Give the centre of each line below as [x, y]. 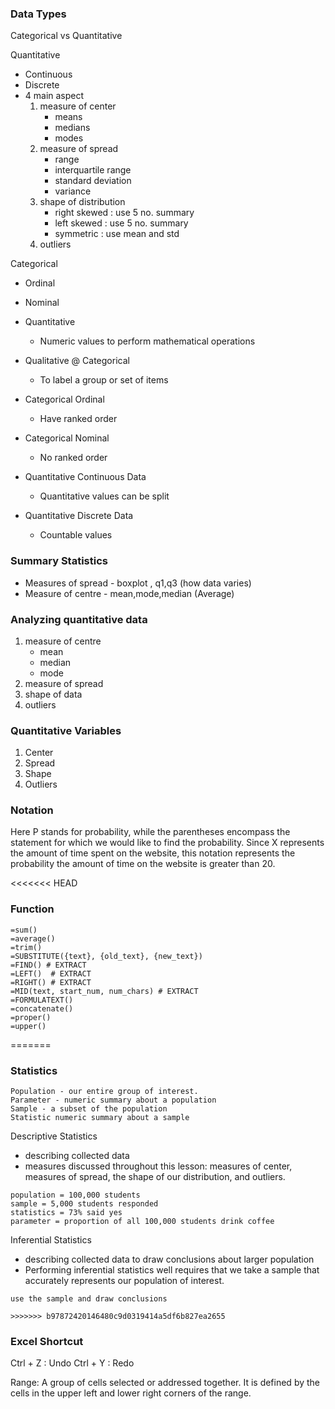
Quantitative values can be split [104, 496]
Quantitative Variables [66, 730]
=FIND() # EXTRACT [48, 965]
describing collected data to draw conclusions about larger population [169, 1259]
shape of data [53, 694]
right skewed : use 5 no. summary [124, 213]
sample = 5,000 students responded [84, 1204]
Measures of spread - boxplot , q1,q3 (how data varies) [138, 583]
